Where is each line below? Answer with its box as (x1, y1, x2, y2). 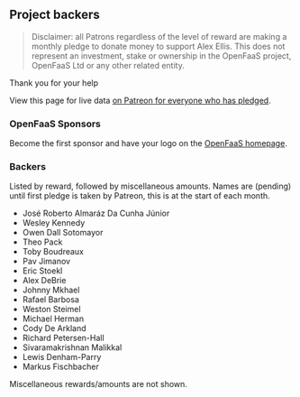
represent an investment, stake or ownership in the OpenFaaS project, (31, 50, 292, 61)
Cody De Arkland (22, 323, 86, 334)
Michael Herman (22, 313, 84, 324)
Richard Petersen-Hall (22, 333, 105, 344)
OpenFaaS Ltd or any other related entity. (31, 60, 185, 70)
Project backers (9, 7, 101, 23)
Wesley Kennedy (22, 217, 86, 228)
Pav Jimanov (22, 256, 70, 267)
